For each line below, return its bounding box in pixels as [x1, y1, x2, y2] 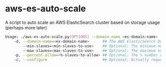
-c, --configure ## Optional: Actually [14, 58, 149, 63]
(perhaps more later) [5, 24, 47, 30]
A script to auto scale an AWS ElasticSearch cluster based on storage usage [5, 19, 160, 25]
